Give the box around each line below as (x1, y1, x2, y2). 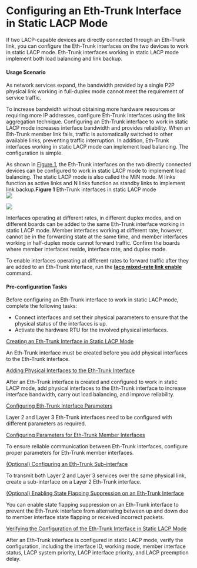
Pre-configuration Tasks (6, 283, 68, 290)
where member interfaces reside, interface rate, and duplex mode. (6, 246, 168, 253)
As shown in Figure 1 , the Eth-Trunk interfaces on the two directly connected (6, 161, 192, 168)
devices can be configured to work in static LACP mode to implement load (6, 167, 186, 175)
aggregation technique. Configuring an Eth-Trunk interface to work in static (6, 118, 188, 125)
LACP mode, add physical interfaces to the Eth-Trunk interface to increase (6, 385, 186, 392)
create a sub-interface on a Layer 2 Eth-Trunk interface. (6, 478, 142, 485)
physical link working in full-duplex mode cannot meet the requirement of (6, 88, 184, 95)
